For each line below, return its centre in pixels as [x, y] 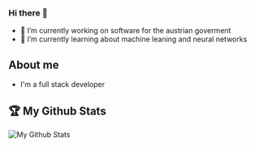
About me [34, 65]
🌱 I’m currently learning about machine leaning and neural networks [134, 39]
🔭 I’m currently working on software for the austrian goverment [125, 31]
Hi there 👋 [28, 13]
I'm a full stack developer [63, 84]
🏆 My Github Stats [58, 111]
